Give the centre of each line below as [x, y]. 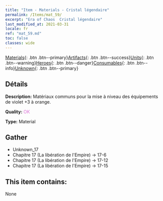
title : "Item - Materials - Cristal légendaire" [57, 10]
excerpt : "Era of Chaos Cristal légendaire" [54, 19]
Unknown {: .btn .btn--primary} [47, 68]
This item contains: [36, 181]
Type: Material [20, 121]
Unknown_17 [25, 150]
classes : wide [20, 43]
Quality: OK [18, 112]
